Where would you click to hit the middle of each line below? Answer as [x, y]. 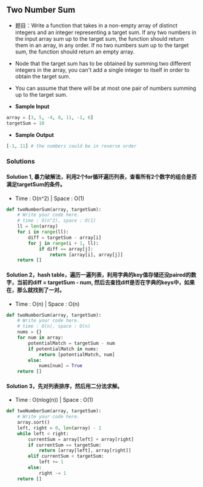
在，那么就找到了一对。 [35, 290]
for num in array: [40, 338]
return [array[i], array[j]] [86, 255]
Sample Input [32, 106]
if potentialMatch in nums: [63, 349]
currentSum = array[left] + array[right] [81, 439]
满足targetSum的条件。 [36, 184]
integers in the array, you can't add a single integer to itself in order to [102, 70]
